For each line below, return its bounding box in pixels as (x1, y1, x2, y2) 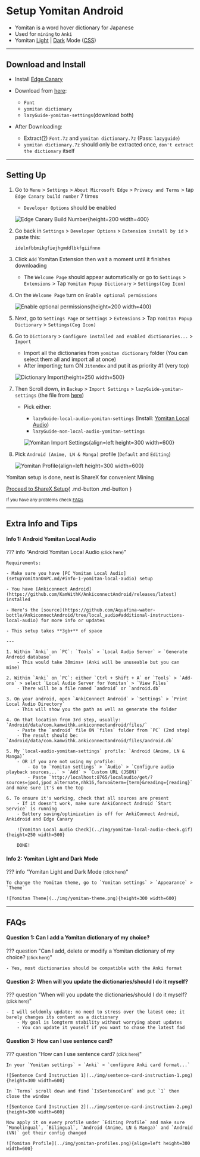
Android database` (6, 654, 52, 660)
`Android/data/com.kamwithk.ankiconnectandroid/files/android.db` (6, 738, 174, 744)
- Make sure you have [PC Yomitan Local (6, 571, 108, 577)
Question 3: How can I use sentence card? (6, 1037, 113, 1044)
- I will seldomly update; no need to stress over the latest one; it (6, 1009, 185, 1015)
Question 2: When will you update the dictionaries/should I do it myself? (6, 978, 189, 985)
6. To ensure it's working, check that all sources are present (6, 795, 169, 801)
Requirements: (6, 560, 42, 566)
